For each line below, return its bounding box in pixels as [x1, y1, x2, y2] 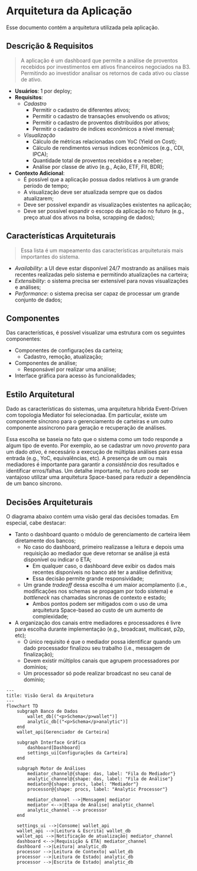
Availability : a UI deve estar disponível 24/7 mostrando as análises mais [14, 265, 189, 272]
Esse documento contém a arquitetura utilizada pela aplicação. [6, 24, 160, 31]
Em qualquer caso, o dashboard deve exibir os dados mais [32, 562, 176, 569]
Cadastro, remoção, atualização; [23, 353, 104, 360]
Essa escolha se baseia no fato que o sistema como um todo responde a [6, 436, 183, 443]
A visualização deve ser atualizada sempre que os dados [23, 188, 163, 196]
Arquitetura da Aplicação [6, 4, 132, 18]
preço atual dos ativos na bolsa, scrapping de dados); [23, 213, 155, 221]
